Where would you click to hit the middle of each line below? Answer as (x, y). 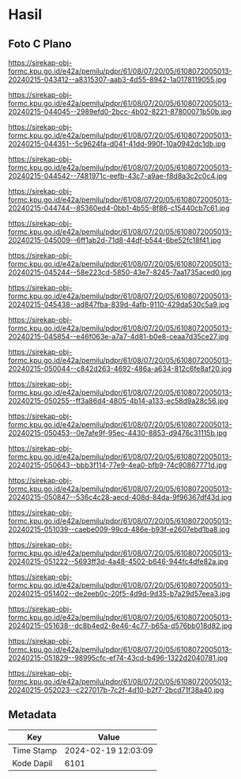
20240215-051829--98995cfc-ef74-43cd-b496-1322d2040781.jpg (118, 658)
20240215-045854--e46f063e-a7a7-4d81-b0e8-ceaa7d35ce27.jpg (119, 337)
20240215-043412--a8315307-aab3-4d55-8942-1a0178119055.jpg (117, 79)
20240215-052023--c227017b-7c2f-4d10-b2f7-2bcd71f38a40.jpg (116, 690)
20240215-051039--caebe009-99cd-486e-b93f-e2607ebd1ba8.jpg (119, 529)
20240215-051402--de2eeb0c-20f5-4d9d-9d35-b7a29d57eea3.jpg (119, 594)
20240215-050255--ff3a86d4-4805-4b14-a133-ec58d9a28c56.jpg (119, 401)
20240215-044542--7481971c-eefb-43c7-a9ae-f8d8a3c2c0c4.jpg (118, 176)
